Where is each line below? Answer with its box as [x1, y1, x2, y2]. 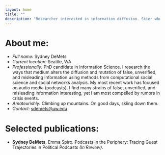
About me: [5, 37, 49, 49]
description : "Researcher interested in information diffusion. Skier [5, 16, 153, 21]
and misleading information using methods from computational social [12, 75, 153, 80]
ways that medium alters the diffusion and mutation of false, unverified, [12, 69, 157, 75]
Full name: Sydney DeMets [12, 53, 67, 59]
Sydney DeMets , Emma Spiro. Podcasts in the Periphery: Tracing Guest [12, 139, 158, 145]
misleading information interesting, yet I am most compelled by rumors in [12, 90, 160, 96]
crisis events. [12, 95, 39, 101]
